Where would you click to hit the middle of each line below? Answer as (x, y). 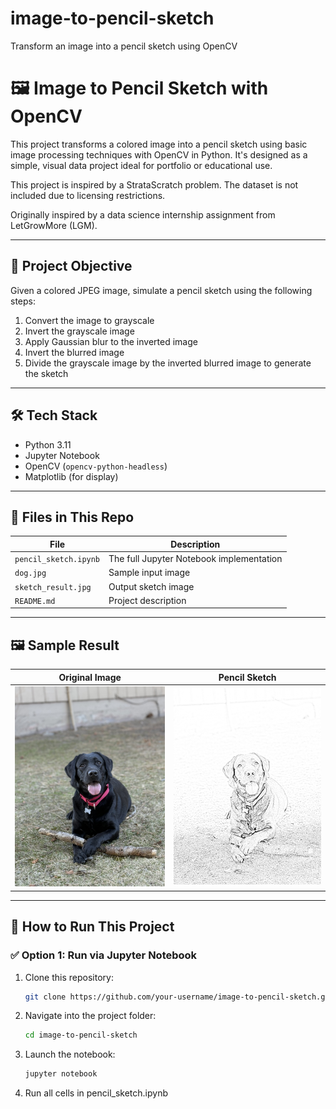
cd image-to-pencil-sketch (81, 1035)
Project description (147, 600)
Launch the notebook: (70, 1054)
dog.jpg (30, 573)
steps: (23, 301)
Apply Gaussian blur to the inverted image (111, 341)
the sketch (46, 373)
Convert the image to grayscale (89, 320)
